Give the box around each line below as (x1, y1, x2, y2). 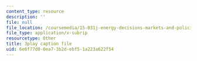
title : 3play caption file (6, 41, 72, 47)
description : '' (6, 14, 46, 20)
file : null (6, 19, 33, 25)
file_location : (6, 24, 43, 31)
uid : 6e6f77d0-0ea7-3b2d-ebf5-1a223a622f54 (6, 46, 114, 52)
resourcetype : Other (6, 35, 57, 41)
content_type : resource (6, 8, 64, 15)
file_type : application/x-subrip (6, 30, 88, 36)
